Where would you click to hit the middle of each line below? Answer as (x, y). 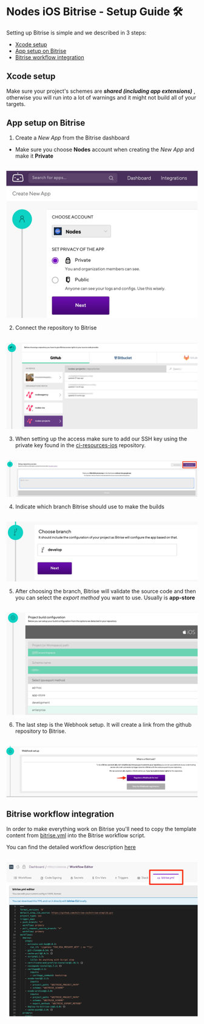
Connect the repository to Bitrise (56, 328)
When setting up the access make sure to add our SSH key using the (101, 439)
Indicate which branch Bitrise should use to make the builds (90, 507)
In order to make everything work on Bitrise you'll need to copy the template (101, 829)
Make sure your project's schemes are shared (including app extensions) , (101, 91)
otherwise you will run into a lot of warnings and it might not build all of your (101, 97)
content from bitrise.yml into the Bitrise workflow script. (76, 835)
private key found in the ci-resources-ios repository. (80, 445)
